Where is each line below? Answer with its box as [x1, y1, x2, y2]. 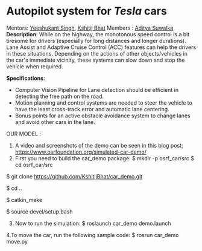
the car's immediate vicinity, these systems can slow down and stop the [6, 56, 185, 64]
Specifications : [6, 74, 45, 82]
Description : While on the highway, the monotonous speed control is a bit [6, 30, 190, 37]
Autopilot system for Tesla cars [6, 4, 167, 18]
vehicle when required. [6, 62, 63, 70]
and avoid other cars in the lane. [14, 118, 95, 125]
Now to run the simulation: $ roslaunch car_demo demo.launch [14, 220, 171, 227]
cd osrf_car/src [14, 161, 53, 168]
